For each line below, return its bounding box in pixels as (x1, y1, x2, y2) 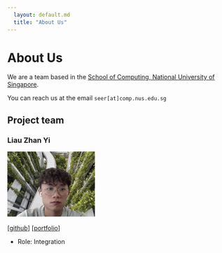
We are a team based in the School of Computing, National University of (7, 73, 215, 81)
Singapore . (7, 81, 39, 89)
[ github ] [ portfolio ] (7, 224, 61, 233)
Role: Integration (17, 238, 65, 246)
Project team (7, 114, 64, 126)
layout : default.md (13, 11, 71, 18)
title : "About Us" (13, 18, 68, 26)
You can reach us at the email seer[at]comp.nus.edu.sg (7, 94, 167, 102)
